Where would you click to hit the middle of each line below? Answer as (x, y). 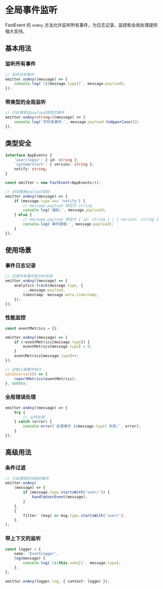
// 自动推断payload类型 (27, 192)
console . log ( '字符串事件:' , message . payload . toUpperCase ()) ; (77, 122)
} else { (23, 215)
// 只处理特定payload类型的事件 (35, 113)
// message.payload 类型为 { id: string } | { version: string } (91, 220)
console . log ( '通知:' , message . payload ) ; (65, 210)
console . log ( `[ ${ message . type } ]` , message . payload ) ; (70, 84)
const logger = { (23, 549)
